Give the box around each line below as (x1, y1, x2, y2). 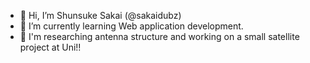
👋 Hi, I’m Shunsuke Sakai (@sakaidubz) (19, 10, 182, 21)
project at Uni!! (19, 41, 82, 53)
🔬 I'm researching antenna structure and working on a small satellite (19, 31, 300, 42)
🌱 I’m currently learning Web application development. (19, 20, 244, 32)
